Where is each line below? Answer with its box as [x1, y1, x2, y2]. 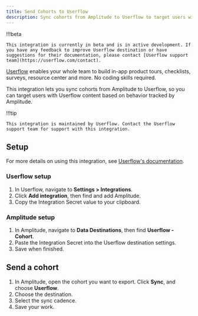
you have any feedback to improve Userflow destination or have [6, 47, 167, 53]
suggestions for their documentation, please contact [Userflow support [6, 52, 189, 58]
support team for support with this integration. [6, 126, 131, 132]
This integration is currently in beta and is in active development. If [6, 42, 192, 48]
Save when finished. [14, 245, 64, 252]
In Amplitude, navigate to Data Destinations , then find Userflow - [14, 226, 174, 233]
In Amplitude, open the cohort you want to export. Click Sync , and [14, 278, 176, 285]
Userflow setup [6, 172, 51, 181]
